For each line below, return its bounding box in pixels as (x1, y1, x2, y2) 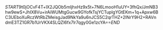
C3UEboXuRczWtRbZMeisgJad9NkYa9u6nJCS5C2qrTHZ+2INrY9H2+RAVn (5, 15, 157, 20)
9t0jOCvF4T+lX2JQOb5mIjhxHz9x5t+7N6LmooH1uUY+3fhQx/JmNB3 (18, 4, 158, 10)
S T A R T (5, 4, 19, 10)
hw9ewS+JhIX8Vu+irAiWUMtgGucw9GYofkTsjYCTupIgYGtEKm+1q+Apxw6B (5, 9, 159, 15)
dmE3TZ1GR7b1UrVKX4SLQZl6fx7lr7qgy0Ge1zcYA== (5, 19, 111, 25)
